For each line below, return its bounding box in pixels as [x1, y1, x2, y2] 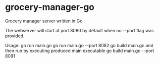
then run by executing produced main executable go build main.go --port [5, 48, 155, 54]
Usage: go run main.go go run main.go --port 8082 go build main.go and [5, 42, 154, 48]
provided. [5, 33, 25, 39]
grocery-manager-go [5, 1, 95, 13]
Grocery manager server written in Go [5, 18, 83, 24]
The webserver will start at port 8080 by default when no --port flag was [5, 27, 154, 33]
